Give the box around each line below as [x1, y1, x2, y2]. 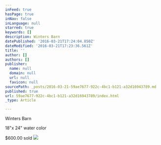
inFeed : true [5, 7, 32, 12]
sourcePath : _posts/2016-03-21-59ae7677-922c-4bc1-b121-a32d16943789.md [5, 84, 157, 89]
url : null [9, 75, 29, 80]
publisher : [5, 62, 27, 66]
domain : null [9, 71, 36, 76]
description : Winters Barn [5, 35, 60, 40]
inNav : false [5, 16, 32, 21]
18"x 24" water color [5, 125, 46, 131]
